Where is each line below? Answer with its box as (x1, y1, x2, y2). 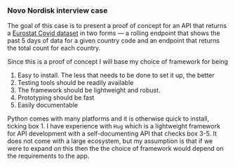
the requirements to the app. (7, 152, 90, 160)
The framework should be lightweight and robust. (17, 86, 161, 95)
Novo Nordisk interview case (7, 6, 108, 15)
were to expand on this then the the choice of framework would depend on (7, 145, 224, 153)
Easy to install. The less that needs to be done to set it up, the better (17, 71, 215, 79)
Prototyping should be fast (17, 93, 95, 102)
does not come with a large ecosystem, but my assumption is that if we (7, 137, 213, 145)
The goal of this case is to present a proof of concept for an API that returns (7, 22, 227, 30)
